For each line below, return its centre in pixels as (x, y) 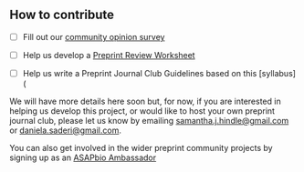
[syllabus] (278, 73)
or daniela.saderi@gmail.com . (65, 130)
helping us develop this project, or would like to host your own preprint (142, 111)
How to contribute (62, 15)
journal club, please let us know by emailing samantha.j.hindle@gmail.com (149, 121)
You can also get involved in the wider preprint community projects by (141, 148)
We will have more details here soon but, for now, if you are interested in (145, 101)
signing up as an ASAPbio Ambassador (83, 157)
